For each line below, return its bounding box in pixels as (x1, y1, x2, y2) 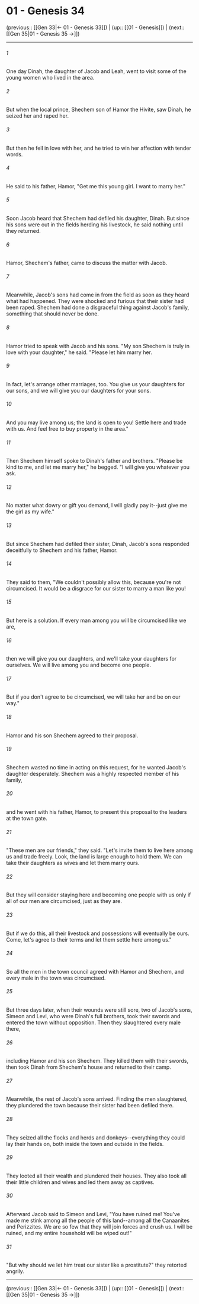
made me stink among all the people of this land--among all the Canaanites (6, 1217, 190, 1224)
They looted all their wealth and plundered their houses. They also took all (6, 1172, 187, 1179)
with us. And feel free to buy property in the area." (6, 425, 129, 432)
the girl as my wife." (6, 508, 54, 515)
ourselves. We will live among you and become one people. (6, 661, 152, 669)
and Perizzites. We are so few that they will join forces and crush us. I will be (6, 1223, 193, 1230)
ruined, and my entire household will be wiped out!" (6, 1230, 132, 1237)
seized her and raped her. (6, 112, 69, 119)
